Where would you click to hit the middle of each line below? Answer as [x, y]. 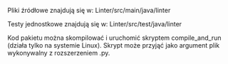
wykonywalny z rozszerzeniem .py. [59, 53]
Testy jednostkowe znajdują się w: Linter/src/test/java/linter [95, 24]
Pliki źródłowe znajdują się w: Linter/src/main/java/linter [89, 10]
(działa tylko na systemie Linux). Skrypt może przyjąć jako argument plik [114, 45]
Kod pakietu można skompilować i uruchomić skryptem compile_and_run [114, 38]
